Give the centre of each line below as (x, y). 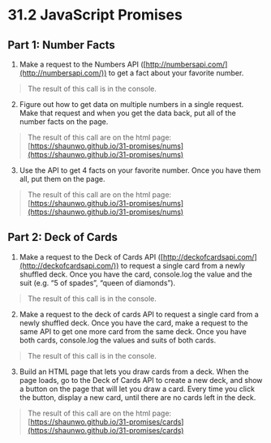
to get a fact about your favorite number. (176, 73)
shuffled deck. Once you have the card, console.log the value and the (135, 274)
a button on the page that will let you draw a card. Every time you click (137, 389)
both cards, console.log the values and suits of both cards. (118, 340)
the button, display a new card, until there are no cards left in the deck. (138, 397)
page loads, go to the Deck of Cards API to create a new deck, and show (141, 380)
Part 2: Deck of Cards (63, 237)
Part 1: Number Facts (61, 45)
